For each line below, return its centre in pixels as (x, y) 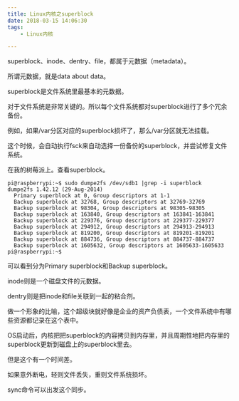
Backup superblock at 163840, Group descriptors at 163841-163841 (114, 214)
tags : (15, 27)
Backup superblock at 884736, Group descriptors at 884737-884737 (114, 239)
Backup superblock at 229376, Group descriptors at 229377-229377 (114, 221)
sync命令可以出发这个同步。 (49, 390)
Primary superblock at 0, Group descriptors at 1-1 (92, 196)
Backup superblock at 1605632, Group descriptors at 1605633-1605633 (119, 246)
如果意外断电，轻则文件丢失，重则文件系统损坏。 (79, 375)
